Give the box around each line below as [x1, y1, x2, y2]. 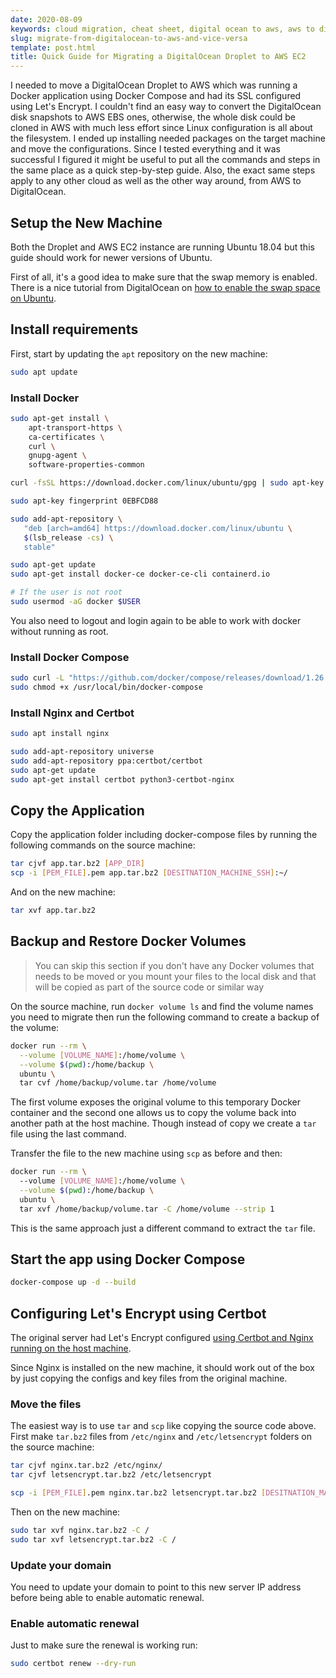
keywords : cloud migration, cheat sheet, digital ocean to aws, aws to [10, 24, 315, 34]
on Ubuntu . [10, 292, 57, 304]
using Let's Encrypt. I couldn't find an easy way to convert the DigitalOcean [10, 101, 322, 113]
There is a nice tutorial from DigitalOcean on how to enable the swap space [10, 281, 321, 293]
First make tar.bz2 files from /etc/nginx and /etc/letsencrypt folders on [10, 1431, 313, 1443]
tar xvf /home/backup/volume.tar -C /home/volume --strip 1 [19, 1204, 275, 1214]
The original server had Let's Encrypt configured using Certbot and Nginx [10, 1332, 314, 1344]
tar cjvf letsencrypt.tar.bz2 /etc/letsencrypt [10, 1470, 213, 1480]
